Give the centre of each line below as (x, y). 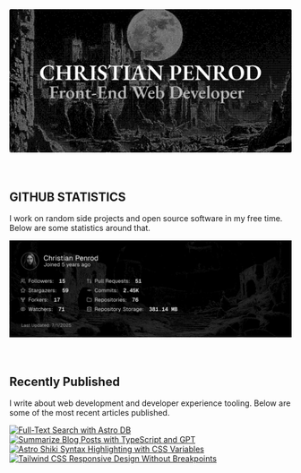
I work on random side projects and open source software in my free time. (146, 219)
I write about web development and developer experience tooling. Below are (150, 403)
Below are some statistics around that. (80, 228)
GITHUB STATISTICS (68, 197)
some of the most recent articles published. (90, 413)
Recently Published (65, 381)
